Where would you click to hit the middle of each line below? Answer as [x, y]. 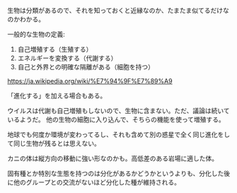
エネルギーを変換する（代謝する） [67, 58]
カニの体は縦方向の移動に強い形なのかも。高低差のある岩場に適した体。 [112, 158]
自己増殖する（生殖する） [55, 49]
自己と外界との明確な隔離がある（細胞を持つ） [86, 67]
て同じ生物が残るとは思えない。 [54, 143]
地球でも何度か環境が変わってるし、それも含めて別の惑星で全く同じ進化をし [119, 134]
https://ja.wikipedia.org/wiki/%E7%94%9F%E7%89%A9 [90, 81]
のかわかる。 [26, 19]
